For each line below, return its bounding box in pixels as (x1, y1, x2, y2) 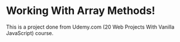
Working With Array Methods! (6, 4, 155, 17)
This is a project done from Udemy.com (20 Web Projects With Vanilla (6, 23, 175, 30)
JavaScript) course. (6, 29, 54, 36)
